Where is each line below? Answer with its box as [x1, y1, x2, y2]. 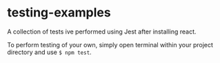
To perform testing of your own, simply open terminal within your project [7, 40, 214, 49]
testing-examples [7, 5, 112, 21]
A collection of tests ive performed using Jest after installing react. [7, 27, 197, 36]
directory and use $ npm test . [7, 48, 92, 56]
